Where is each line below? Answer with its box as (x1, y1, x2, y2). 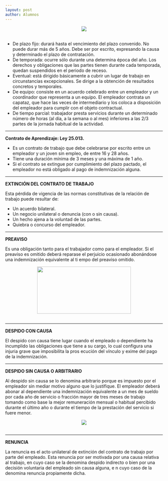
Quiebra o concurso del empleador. (12, 222, 86, 228)
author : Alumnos (5, 12, 39, 17)
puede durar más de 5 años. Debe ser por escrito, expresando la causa (12, 46, 159, 52)
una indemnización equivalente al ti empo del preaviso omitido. (5, 256, 135, 262)
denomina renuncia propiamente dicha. (5, 470, 86, 476)
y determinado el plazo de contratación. (12, 51, 95, 57)
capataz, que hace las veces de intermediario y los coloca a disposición (12, 99, 161, 106)
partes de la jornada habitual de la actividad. (12, 121, 104, 127)
